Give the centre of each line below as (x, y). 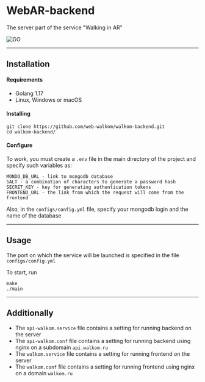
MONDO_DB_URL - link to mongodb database (60, 176)
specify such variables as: (39, 165)
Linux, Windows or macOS (49, 100)
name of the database (34, 215)
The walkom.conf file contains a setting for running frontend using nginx (105, 367)
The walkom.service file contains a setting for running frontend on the (103, 353)
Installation (28, 64)
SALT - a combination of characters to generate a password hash (91, 182)
